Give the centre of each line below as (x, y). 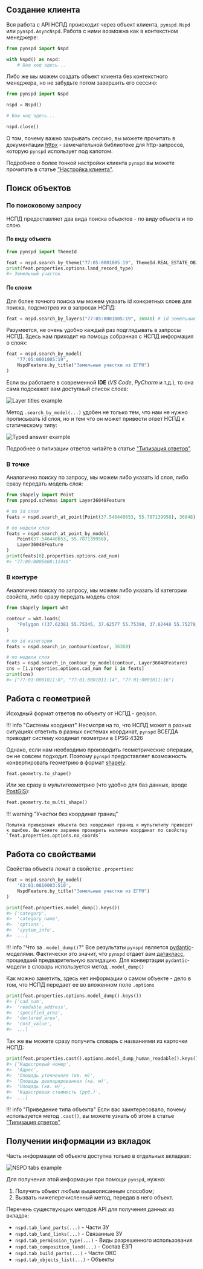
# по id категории (29, 641)
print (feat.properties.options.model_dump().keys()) (74, 996)
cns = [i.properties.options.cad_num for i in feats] (76, 669)
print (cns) (20, 674)
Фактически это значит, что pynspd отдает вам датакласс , (111, 953)
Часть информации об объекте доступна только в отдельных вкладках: (99, 1156)
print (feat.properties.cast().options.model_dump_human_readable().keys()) (104, 1059)
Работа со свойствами (51, 854)
